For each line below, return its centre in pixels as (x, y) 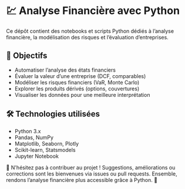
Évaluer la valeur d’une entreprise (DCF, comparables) (80, 76)
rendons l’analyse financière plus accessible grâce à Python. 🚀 (82, 180)
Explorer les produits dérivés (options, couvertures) (77, 89)
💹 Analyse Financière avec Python (93, 11)
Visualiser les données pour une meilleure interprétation (82, 95)
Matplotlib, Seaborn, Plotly (47, 143)
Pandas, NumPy (34, 137)
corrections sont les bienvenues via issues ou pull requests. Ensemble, (92, 174)
